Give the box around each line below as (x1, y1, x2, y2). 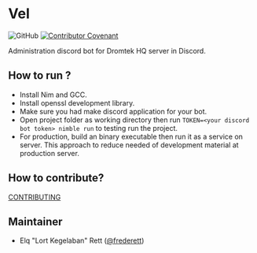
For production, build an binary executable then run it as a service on (19, 132, 244, 141)
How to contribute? (8, 171, 105, 185)
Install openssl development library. (19, 98, 135, 107)
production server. (19, 148, 80, 158)
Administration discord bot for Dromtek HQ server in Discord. (8, 46, 206, 55)
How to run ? (8, 69, 72, 83)
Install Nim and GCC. (19, 90, 88, 99)
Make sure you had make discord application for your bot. (19, 106, 207, 116)
